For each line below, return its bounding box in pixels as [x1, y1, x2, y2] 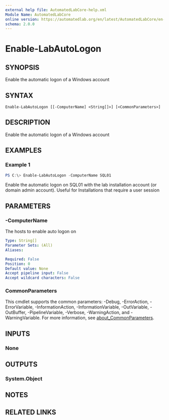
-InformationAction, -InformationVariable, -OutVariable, [35, 304, 149, 310]
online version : [5, 17, 39, 22]
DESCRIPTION [5, 118, 50, 127]
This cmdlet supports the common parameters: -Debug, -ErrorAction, [5, 298, 149, 305]
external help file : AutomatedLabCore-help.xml [5, 7, 107, 13]
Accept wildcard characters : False [5, 275, 80, 280]
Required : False [5, 257, 39, 262]
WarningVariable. [5, 315, 41, 321]
